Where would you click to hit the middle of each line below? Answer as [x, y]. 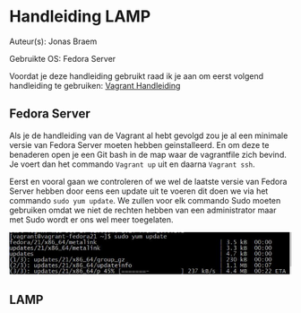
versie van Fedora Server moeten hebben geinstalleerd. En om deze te [139, 144]
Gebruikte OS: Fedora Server [63, 58]
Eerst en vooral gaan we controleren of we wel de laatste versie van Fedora [148, 181]
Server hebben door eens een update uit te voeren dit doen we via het [139, 191]
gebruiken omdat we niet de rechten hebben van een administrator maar [143, 210]
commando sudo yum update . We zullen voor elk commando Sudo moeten [145, 200]
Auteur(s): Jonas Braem [53, 41]
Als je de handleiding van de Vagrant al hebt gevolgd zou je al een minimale [149, 135]
